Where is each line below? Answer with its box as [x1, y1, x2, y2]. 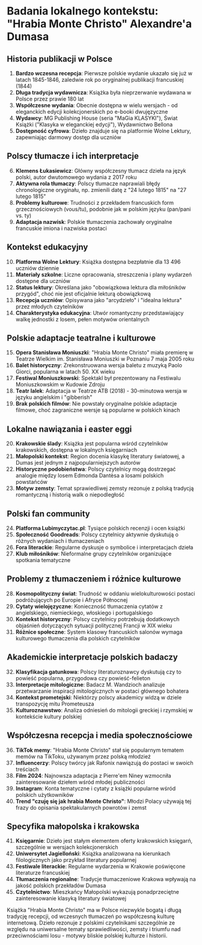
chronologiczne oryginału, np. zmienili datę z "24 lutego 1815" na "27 [15, 186, 187, 193]
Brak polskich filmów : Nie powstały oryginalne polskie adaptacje [15, 400, 177, 407]
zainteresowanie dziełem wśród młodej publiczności [15, 778, 145, 785]
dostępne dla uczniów [15, 277, 71, 284]
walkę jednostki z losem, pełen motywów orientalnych [15, 315, 150, 323]
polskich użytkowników [15, 791, 74, 798]
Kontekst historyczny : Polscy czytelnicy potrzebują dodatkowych [15, 615, 180, 622]
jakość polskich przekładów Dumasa [15, 882, 106, 889]
